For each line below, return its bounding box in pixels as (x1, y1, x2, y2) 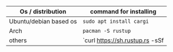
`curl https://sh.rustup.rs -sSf (82, 36, 164, 44)
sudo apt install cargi (82, 18, 149, 25)
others (9, 36, 28, 44)
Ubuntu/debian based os (9, 18, 77, 25)
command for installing (90, 8, 157, 15)
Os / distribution (19, 8, 66, 15)
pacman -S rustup (82, 27, 131, 34)
